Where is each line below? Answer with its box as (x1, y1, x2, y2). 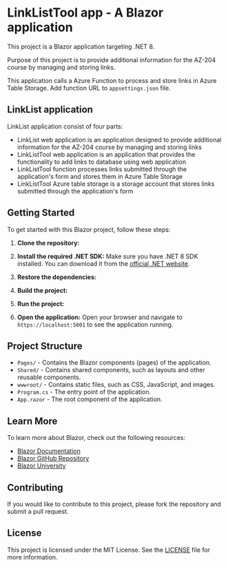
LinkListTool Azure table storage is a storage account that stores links (17, 180, 215, 188)
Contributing (7, 481, 63, 493)
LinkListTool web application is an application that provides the (17, 150, 196, 158)
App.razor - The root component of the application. (17, 395, 163, 403)
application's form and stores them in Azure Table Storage (17, 172, 183, 180)
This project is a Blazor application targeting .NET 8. (7, 42, 155, 50)
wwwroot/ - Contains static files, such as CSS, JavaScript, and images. (17, 381, 216, 389)
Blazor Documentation (17, 447, 81, 455)
